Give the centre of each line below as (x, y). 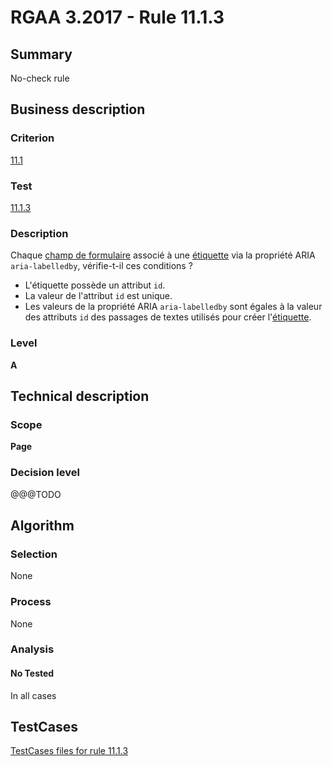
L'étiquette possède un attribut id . (95, 285)
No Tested (32, 673)
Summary (41, 54)
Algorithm (42, 525)
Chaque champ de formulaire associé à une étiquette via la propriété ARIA (163, 255)
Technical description (80, 396)
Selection (34, 554)
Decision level (45, 473)
